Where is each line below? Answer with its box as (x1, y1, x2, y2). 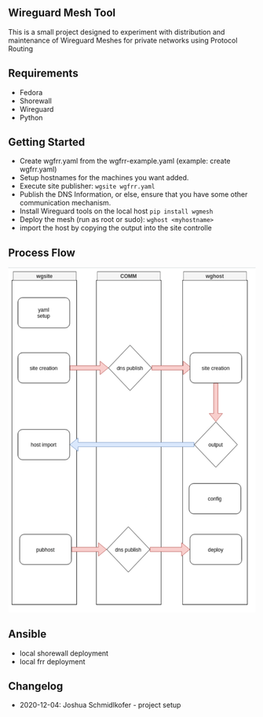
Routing (8, 43, 34, 54)
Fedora (19, 87, 43, 97)
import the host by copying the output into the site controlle (19, 224, 212, 233)
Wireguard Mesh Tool (8, 6, 116, 20)
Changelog (8, 679, 64, 693)
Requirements (8, 67, 79, 80)
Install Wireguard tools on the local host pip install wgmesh (19, 206, 214, 216)
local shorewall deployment (19, 649, 108, 658)
